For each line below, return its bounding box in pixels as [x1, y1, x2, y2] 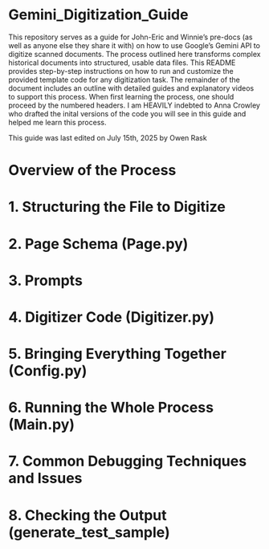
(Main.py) [8, 416, 75, 434]
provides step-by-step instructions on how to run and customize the [8, 66, 234, 75]
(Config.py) [8, 362, 88, 380]
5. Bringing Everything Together [8, 345, 227, 363]
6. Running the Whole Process [8, 399, 214, 417]
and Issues [8, 470, 83, 487]
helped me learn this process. [8, 117, 107, 127]
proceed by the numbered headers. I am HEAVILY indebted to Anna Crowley [8, 100, 261, 110]
